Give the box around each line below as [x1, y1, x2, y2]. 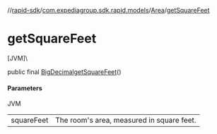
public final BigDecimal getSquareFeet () [7, 67, 122, 76]
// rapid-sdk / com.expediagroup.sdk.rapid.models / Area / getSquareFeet [7, 6, 210, 14]
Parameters [7, 84, 42, 92]
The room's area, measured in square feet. [55, 116, 197, 126]
